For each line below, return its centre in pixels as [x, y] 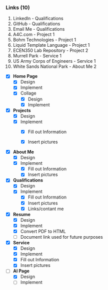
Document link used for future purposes [61, 237]
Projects [22, 110]
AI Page [21, 271]
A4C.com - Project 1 [33, 35]
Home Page [25, 76]
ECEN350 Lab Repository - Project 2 [50, 51]
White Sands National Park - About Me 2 [55, 66]
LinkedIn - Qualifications [38, 19]
